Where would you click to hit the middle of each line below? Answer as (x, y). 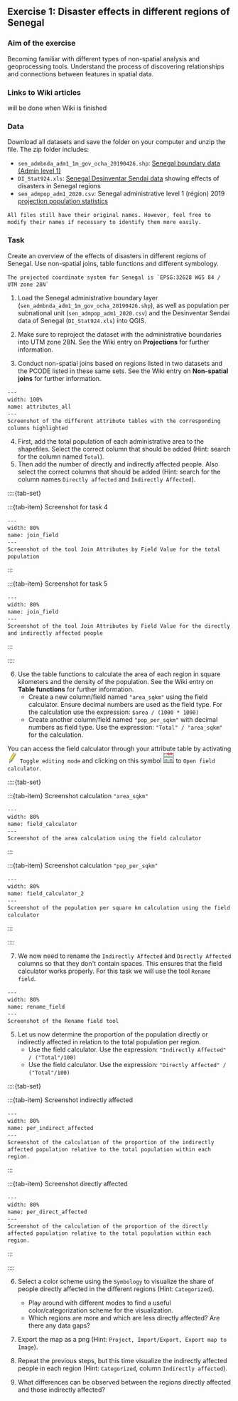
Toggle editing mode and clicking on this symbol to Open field (117, 760)
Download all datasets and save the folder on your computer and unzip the (117, 142)
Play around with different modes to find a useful (100, 1303)
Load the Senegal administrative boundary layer (88, 297)
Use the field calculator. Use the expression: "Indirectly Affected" (127, 1049)
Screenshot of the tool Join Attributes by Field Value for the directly (119, 626)
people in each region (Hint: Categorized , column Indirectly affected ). (122, 1368)
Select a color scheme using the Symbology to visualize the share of (116, 1281)
